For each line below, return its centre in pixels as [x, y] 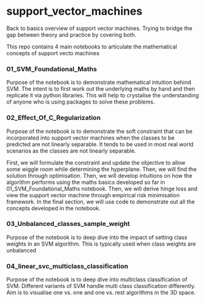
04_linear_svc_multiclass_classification [68, 266]
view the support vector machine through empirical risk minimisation [93, 195]
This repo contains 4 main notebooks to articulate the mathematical [92, 47]
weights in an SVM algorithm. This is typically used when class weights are [101, 244]
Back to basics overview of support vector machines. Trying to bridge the [99, 28]
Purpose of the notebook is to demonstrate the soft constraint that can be [99, 131]
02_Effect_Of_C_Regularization [54, 118]
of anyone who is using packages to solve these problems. [81, 102]
